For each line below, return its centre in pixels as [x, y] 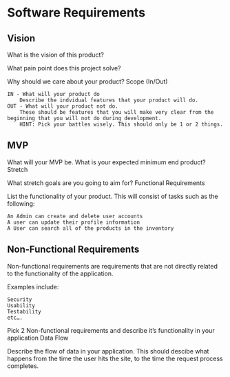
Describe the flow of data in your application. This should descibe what [108, 351]
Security [20, 299]
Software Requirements [76, 13]
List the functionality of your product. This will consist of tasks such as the [113, 196]
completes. [23, 366]
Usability [21, 305]
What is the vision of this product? [56, 55]
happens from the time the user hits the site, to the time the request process [115, 358]
